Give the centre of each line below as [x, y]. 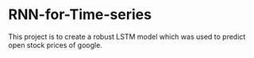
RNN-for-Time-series [80, 15]
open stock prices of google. [56, 44]
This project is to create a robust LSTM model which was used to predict [127, 37]
